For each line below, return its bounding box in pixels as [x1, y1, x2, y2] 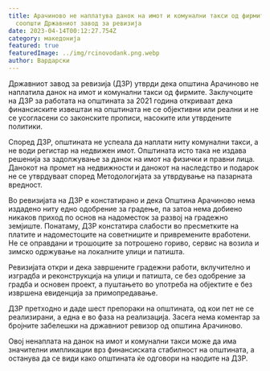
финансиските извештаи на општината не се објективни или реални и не [8, 104, 259, 113]
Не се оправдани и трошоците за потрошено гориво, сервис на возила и [8, 238, 260, 248]
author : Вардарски [8, 57, 70, 65]
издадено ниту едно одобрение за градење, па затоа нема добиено [8, 204, 243, 213]
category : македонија [8, 34, 81, 43]
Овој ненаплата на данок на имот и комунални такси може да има [8, 336, 237, 346]
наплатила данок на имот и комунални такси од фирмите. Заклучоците [8, 87, 253, 97]
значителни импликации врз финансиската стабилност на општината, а [8, 344, 255, 354]
